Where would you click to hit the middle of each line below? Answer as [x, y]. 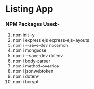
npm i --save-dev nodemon [40, 45]
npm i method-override [36, 66]
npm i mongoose [29, 50]
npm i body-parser [31, 61]
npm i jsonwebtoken [33, 71]
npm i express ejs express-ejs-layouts [51, 40]
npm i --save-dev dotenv [38, 56]
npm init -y [23, 35]
